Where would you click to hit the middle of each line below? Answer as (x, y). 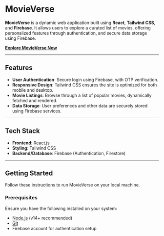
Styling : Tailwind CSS (34, 148)
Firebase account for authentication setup (54, 228)
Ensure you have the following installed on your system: (61, 208)
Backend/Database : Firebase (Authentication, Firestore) (69, 153)
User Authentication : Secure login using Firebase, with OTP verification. (85, 79)
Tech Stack (22, 131)
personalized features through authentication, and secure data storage (76, 33)
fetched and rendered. (35, 100)
